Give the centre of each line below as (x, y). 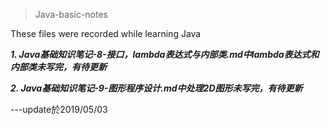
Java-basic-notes (71, 14)
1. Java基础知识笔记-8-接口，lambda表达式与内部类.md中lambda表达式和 (165, 54)
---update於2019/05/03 (59, 109)
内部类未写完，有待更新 (58, 67)
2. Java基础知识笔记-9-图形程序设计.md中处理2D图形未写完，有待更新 (156, 88)
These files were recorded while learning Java (106, 33)
